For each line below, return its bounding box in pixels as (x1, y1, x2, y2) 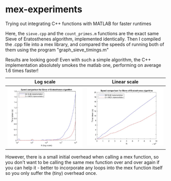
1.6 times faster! (5, 67, 39, 74)
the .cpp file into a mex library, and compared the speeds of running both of (5, 41, 164, 47)
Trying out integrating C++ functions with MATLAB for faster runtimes (5, 20, 152, 27)
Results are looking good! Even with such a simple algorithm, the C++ (5, 56, 151, 62)
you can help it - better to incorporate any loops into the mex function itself (5, 165, 163, 171)
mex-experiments (5, 4, 82, 15)
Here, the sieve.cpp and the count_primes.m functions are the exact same (5, 30, 159, 36)
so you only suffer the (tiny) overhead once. (5, 170, 98, 176)
